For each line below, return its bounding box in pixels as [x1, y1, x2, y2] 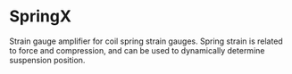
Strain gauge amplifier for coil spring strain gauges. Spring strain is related [9, 36, 283, 46]
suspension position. [9, 54, 86, 65]
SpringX [9, 6, 71, 27]
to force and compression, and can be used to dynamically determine [9, 45, 265, 55]
